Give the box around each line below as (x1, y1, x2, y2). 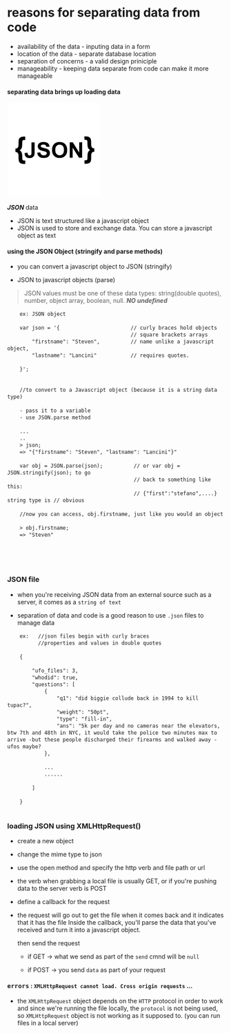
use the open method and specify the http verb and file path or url (17, 863, 205, 872)
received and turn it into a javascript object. (17, 925, 141, 934)
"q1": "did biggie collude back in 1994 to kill (56, 695, 199, 702)
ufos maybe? (7, 743, 41, 750)
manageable (17, 71, 53, 80)
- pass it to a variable (19, 407, 91, 415)
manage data (17, 618, 55, 627)
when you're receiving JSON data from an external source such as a (17, 590, 212, 598)
